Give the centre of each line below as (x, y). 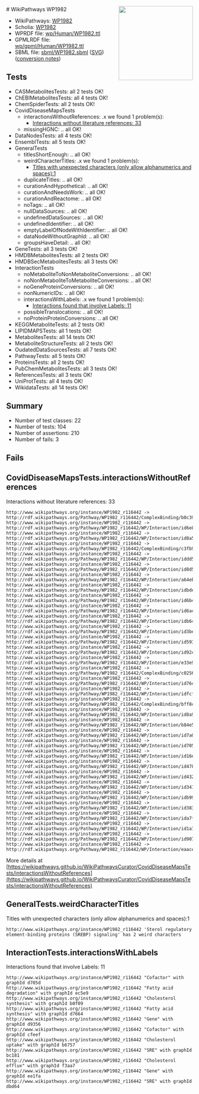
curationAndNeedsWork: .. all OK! (64, 192)
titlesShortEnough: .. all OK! (57, 154)
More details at (24, 860)
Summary (25, 406)
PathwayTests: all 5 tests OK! (50, 356)
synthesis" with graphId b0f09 (45, 1004)
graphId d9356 (24, 1025)
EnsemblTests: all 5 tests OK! (50, 142)
